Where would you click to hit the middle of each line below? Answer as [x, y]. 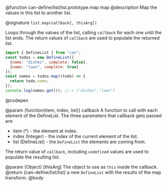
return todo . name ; [30, 81]
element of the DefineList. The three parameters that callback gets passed [83, 115]
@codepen [17, 100]
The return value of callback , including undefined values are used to [77, 151]
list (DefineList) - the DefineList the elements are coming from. [79, 142]
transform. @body [25, 177]
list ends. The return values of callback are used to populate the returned [82, 38]
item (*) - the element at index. [45, 131]
